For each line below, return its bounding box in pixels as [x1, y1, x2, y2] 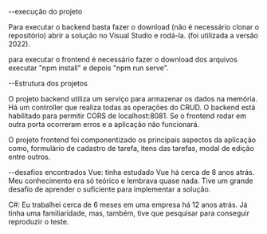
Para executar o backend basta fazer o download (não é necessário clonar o [8, 22, 260, 31]
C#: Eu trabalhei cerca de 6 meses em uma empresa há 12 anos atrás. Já [8, 200, 248, 209]
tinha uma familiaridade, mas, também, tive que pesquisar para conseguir [8, 208, 249, 218]
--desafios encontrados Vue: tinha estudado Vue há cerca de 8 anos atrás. [8, 168, 255, 176]
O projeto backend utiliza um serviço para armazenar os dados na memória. [8, 94, 257, 103]
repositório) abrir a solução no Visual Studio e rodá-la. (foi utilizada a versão [8, 31, 259, 40]
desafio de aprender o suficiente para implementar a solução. [8, 184, 211, 194]
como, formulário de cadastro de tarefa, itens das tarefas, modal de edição [8, 144, 255, 153]
